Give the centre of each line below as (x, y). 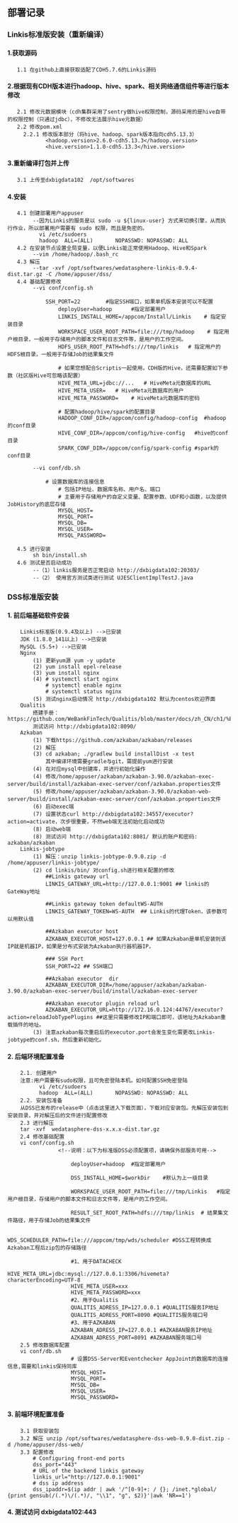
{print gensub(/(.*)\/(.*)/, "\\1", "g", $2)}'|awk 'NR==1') (100, 1495)
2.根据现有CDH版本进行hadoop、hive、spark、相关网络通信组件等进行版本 (118, 86)
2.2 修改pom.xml (40, 127)
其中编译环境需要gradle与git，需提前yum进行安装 (109, 762)
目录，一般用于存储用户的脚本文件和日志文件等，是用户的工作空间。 (102, 340)
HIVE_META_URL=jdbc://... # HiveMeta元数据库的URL (135, 383)
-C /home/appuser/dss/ (79, 275)
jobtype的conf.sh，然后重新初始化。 (56, 1040)
